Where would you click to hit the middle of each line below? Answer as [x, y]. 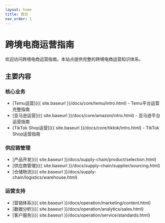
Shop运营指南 [26, 134]
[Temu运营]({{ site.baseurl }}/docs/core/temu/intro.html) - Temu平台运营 [86, 103]
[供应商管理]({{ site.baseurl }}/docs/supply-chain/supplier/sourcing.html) [86, 166]
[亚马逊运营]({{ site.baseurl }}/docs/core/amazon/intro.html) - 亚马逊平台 [86, 115]
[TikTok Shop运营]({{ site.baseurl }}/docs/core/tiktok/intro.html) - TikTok [86, 128]
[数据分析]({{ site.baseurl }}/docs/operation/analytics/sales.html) [78, 209]
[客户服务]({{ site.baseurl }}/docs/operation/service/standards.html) [81, 215]
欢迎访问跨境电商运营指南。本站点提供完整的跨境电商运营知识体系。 [74, 59]
